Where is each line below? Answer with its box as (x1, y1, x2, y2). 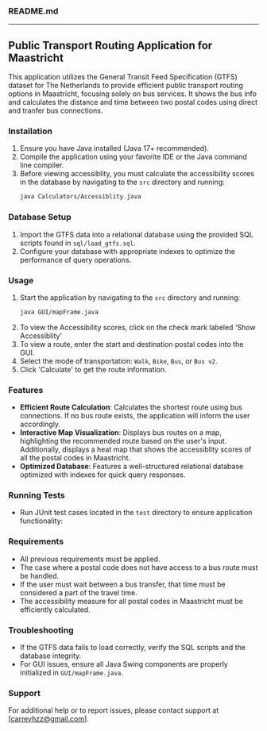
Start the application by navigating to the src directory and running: (19, 292, 241, 302)
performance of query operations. (19, 255, 132, 264)
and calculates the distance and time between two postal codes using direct (8, 98, 258, 107)
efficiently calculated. (19, 605, 91, 614)
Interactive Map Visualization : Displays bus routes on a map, (19, 428, 222, 437)
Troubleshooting (8, 625, 74, 636)
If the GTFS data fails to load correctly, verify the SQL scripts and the (19, 642, 246, 652)
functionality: (19, 516, 64, 525)
